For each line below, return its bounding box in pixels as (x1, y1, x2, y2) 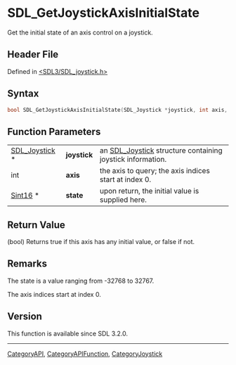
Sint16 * (11, 191, 40, 200)
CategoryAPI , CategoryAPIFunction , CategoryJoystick (7, 350, 163, 358)
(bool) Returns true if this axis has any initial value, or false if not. (7, 238, 195, 246)
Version (7, 311, 42, 323)
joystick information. (99, 155, 167, 165)
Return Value (7, 219, 65, 231)
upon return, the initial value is (99, 186, 199, 196)
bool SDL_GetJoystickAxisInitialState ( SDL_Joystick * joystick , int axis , (7, 106, 228, 113)
